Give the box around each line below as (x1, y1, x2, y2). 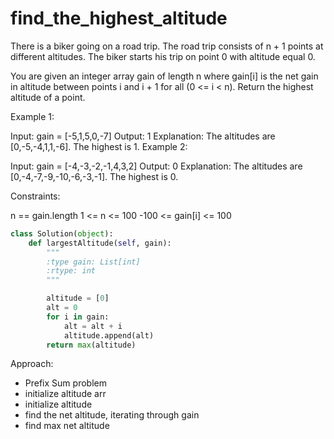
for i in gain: (46, 312, 110, 322)
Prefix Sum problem (24, 377, 107, 389)
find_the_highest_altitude (10, 7, 228, 30)
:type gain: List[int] (46, 257, 141, 267)
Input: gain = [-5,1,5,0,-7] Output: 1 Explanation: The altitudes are (10, 130, 276, 142)
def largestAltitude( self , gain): (28, 238, 172, 248)
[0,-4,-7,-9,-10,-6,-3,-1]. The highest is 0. (10, 170, 179, 182)
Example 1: (10, 110, 55, 122)
